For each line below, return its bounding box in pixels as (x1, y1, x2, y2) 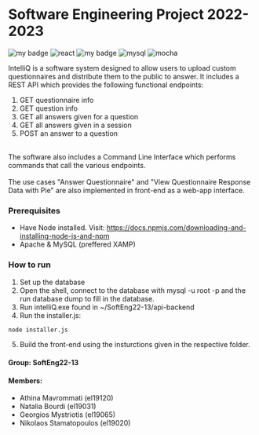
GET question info (19, 104, 78, 113)
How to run (8, 259, 51, 270)
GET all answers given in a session (19, 120, 132, 130)
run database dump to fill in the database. (19, 294, 155, 303)
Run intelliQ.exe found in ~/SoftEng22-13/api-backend (19, 302, 195, 312)
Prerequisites (8, 205, 60, 216)
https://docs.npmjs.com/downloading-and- (106, 223, 246, 232)
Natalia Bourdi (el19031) (19, 402, 97, 411)
